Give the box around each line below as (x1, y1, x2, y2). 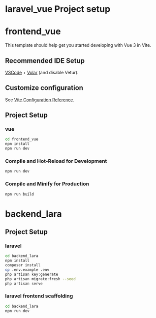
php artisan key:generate (5, 272, 58, 277)
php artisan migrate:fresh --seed (5, 276, 76, 281)
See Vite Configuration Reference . (5, 97, 75, 103)
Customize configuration (5, 84, 84, 92)
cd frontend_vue (5, 137, 38, 142)
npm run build (5, 192, 34, 197)
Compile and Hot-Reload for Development (5, 157, 107, 164)
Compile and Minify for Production (5, 180, 90, 187)
